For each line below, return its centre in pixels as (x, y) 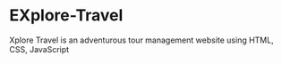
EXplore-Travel (66, 16)
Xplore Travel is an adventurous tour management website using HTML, (142, 40)
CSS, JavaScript (39, 49)
